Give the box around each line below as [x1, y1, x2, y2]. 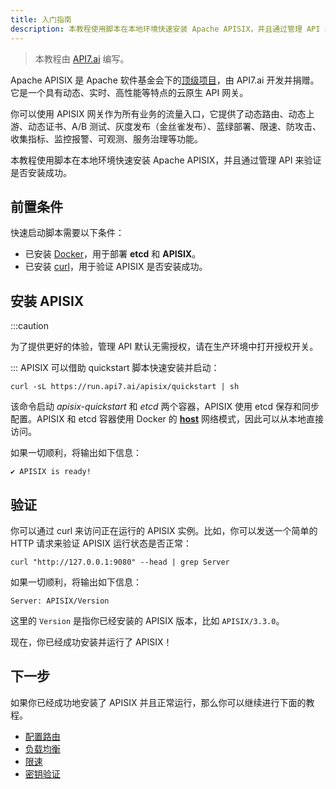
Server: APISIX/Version [10, 596, 110, 606]
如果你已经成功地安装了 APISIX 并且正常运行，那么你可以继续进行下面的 [10, 696, 307, 708]
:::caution [10, 320, 50, 332]
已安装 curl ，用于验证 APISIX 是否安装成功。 [24, 261, 208, 273]
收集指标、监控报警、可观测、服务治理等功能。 [10, 132, 203, 145]
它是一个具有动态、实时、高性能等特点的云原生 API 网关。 [10, 86, 249, 98]
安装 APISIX [10, 292, 85, 310]
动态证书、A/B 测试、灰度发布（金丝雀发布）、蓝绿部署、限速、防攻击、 [27, 120, 322, 132]
